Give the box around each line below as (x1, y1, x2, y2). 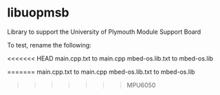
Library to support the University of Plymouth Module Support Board (7, 28, 201, 36)
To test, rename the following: (7, 41, 91, 49)
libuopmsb (7, 5, 69, 21)
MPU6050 (126, 81, 156, 89)
